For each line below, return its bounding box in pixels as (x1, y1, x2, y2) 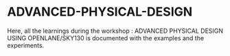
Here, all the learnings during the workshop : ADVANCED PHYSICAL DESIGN (7, 27, 224, 35)
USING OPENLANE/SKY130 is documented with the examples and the (7, 33, 205, 42)
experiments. (7, 41, 45, 49)
